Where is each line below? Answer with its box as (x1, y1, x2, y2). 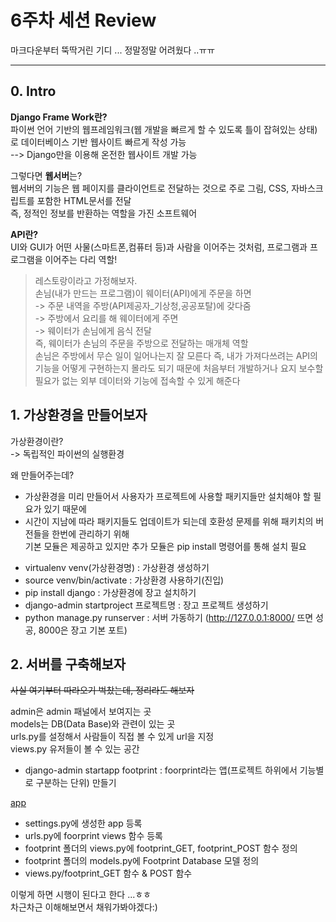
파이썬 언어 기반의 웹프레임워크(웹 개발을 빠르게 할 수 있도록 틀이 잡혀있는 (10, 123, 297, 135)
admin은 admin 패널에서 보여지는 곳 (10, 706, 152, 718)
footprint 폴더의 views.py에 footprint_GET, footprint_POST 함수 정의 (24, 842, 298, 855)
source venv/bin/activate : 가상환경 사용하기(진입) (24, 574, 225, 586)
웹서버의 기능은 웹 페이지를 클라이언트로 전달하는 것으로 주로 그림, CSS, (10, 182, 290, 194)
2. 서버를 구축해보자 (10, 656, 127, 673)
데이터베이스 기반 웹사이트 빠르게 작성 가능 (20, 136, 187, 148)
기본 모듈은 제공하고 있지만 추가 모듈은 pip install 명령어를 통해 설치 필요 (24, 540, 307, 552)
